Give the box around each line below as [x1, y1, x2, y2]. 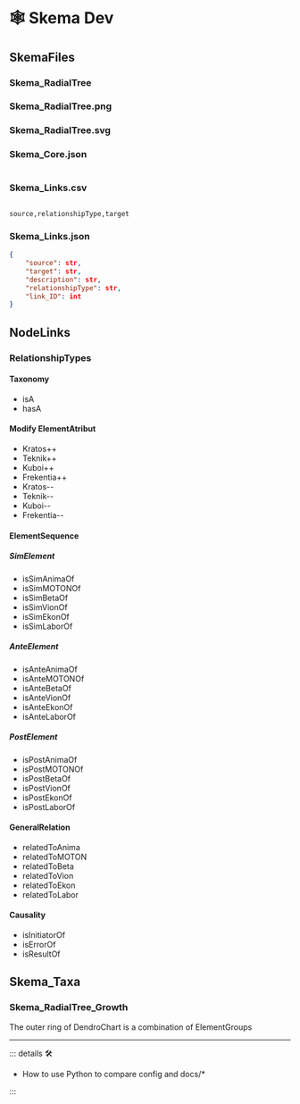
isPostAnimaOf [21, 754, 78, 765]
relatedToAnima [21, 841, 80, 852]
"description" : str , [25, 275, 102, 284]
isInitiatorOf [21, 929, 65, 940]
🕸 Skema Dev [9, 8, 114, 29]
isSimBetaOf [21, 592, 69, 603]
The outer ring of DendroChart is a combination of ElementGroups [9, 1021, 253, 1033]
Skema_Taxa [9, 974, 81, 990]
